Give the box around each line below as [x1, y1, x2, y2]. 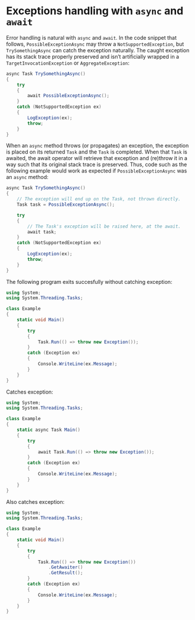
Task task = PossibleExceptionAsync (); [17, 202, 115, 208]
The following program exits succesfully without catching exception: [6, 278, 173, 285]
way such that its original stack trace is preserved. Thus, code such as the [6, 161, 187, 168]
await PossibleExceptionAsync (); [27, 93, 110, 99]
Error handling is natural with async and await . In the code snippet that [6, 34, 177, 41]
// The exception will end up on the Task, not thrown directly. [17, 196, 181, 202]
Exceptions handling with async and [6, 4, 184, 18]
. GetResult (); [48, 570, 83, 576]
